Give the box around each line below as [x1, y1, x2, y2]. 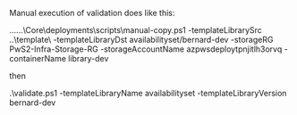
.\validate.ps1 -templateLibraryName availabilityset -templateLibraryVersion [9, 88, 287, 98]
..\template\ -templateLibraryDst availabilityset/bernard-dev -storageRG [9, 35, 274, 45]
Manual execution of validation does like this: [9, 8, 175, 18]
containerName [9, 53, 67, 63]
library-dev [68, 53, 109, 63]
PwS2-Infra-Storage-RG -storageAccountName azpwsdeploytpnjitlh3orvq [9, 44, 283, 54]
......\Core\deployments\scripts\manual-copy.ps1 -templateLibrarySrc [9, 25, 262, 35]
